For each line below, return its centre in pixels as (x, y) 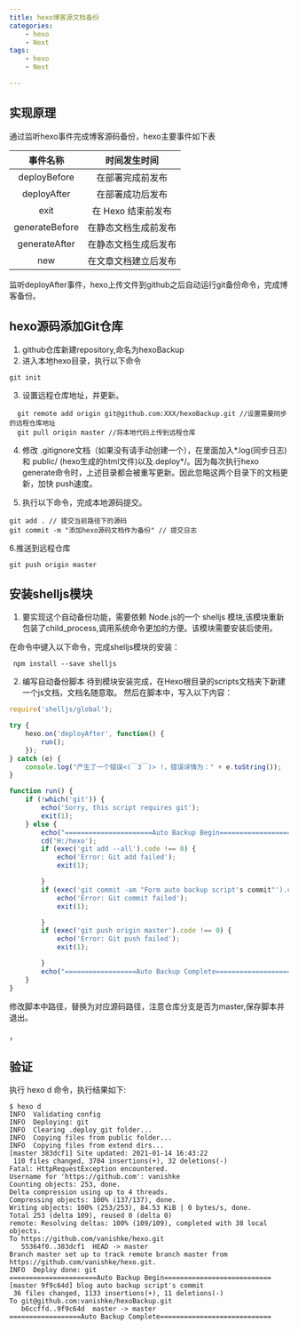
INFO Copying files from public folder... (91, 1138)
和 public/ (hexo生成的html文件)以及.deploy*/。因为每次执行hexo (141, 461)
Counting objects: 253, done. (65, 1185)
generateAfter (46, 244)
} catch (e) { (35, 758)
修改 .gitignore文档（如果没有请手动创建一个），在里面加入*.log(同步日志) (154, 450)
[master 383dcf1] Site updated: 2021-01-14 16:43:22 (109, 1154)
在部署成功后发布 (132, 194)
